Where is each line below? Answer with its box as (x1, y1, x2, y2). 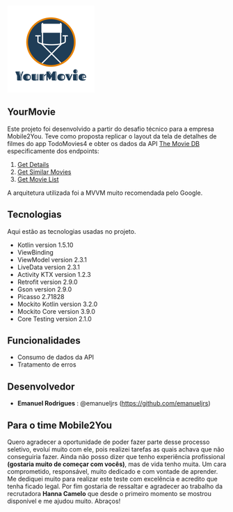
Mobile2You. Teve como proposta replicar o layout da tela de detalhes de (7, 131, 217, 141)
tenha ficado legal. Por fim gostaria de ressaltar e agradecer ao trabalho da (7, 482, 223, 490)
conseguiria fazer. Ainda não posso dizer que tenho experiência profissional (7, 453, 225, 461)
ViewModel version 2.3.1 (17, 255, 87, 264)
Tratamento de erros (17, 360, 77, 369)
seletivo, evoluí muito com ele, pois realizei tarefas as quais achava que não (7, 445, 225, 454)
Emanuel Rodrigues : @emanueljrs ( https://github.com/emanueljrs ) (17, 399, 211, 408)
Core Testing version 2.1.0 (17, 314, 92, 323)
